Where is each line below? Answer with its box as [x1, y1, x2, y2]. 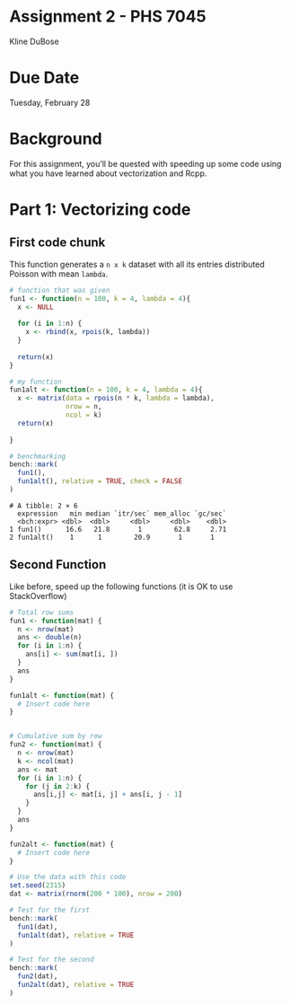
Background [9, 128, 102, 149]
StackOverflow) [9, 590, 67, 601]
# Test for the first [9, 905, 91, 914]
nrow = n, [66, 402, 102, 411]
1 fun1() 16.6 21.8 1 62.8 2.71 [9, 525, 227, 533]
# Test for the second [9, 955, 94, 965]
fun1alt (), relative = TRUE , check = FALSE [17, 477, 182, 486]
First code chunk [9, 235, 106, 251]
